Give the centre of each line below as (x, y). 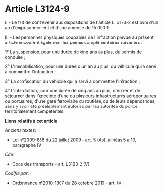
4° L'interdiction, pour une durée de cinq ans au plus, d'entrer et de (73, 90)
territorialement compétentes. (35, 111)
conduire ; (15, 57)
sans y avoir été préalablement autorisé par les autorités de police (71, 106)
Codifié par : (17, 173)
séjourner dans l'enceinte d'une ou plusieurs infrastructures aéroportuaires (81, 96)
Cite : (10, 154)
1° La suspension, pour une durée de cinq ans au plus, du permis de (73, 52)
